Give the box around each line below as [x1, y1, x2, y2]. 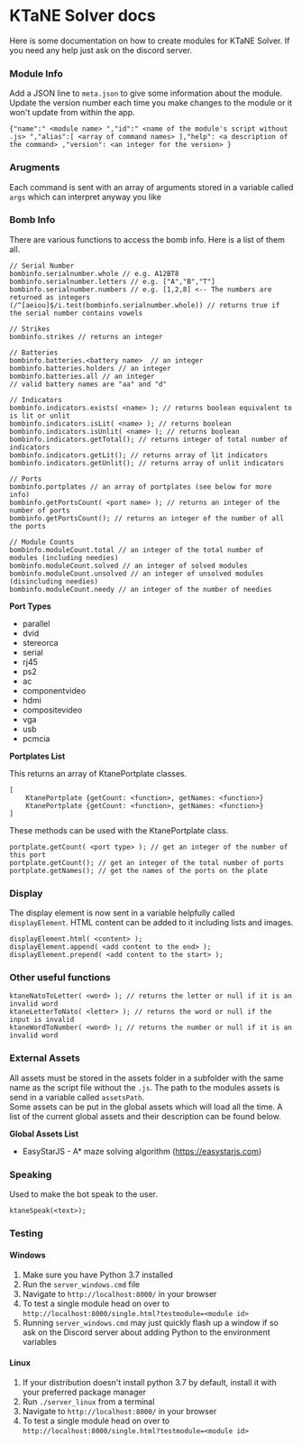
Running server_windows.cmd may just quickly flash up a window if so [22, 1318, 279, 1329]
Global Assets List [9, 1128, 79, 1139]
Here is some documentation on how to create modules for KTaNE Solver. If [9, 35, 290, 46]
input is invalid [9, 1016, 75, 1025]
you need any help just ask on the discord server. [9, 44, 192, 55]
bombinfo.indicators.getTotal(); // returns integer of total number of [9, 435, 288, 444]
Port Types [9, 601, 51, 612]
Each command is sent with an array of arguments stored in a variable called [9, 181, 294, 192]
